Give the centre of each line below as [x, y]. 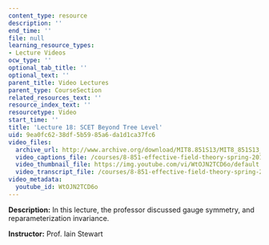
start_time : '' [34, 120]
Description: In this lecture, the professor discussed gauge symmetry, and [131, 210]
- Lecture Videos [37, 53]
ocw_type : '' [30, 61]
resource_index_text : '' [50, 105]
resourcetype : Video [43, 113]
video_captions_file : [52, 157]
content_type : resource [48, 16]
